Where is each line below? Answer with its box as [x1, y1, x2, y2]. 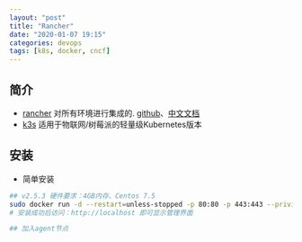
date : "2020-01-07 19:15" [9, 30, 106, 39]
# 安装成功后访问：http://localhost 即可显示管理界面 [9, 208, 193, 217]
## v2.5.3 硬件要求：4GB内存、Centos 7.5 [9, 191, 155, 201]
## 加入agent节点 [9, 224, 69, 234]
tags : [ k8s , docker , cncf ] [9, 47, 111, 56]
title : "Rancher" [9, 22, 75, 31]
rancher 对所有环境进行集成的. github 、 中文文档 [22, 107, 200, 118]
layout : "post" [9, 13, 67, 22]
